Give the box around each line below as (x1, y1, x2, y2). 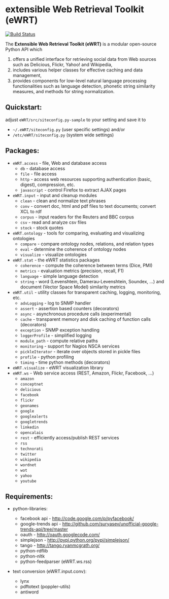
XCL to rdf (20, 208, 42, 214)
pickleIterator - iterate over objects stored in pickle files (20, 348, 141, 354)
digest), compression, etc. (20, 181, 75, 188)
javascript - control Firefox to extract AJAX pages (20, 186, 126, 193)
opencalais (20, 430, 44, 435)
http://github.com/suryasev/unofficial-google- (62, 521, 159, 527)
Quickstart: (5, 103, 42, 112)
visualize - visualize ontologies (20, 251, 87, 257)
